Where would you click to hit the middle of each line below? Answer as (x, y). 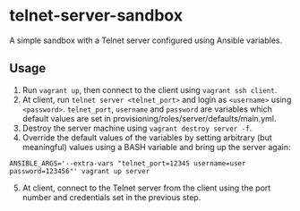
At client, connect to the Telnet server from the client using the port (146, 188)
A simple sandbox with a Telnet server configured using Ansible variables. (146, 40)
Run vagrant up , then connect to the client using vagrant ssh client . (150, 89)
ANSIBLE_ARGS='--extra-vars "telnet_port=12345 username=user (128, 163)
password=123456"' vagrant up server (80, 171)
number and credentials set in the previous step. (111, 197)
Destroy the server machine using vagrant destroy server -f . (137, 128)
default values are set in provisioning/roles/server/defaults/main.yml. (149, 118)
